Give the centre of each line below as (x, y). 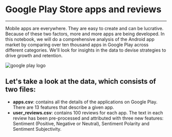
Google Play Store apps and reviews (83, 9)
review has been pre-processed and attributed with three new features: (88, 118)
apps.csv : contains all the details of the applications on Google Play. (85, 102)
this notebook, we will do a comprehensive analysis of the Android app (80, 39)
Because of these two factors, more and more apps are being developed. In (85, 34)
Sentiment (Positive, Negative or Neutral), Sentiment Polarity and (81, 123)
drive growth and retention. (34, 55)
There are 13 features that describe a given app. (63, 107)
